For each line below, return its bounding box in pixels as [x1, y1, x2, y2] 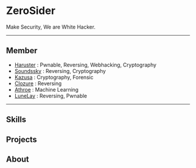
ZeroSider [6, 4, 55, 17]
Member [6, 45, 38, 56]
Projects [6, 134, 37, 144]
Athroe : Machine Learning [14, 86, 79, 93]
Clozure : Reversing [14, 80, 62, 87]
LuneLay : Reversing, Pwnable [14, 92, 87, 99]
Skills [6, 115, 26, 125]
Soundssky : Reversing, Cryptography [14, 67, 106, 74]
